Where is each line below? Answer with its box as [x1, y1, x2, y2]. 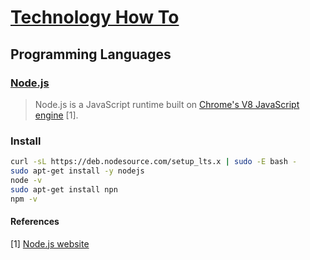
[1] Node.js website [10, 237, 90, 250]
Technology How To [10, 6, 180, 29]
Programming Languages [10, 46, 172, 63]
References [10, 216, 60, 228]
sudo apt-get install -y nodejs [10, 166, 145, 176]
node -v [10, 175, 43, 185]
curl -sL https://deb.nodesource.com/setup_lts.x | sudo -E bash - [10, 157, 298, 167]
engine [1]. [34, 109, 79, 121]
